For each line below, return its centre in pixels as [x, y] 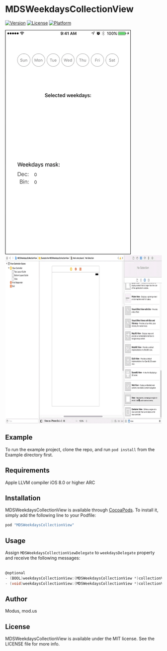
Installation [23, 498]
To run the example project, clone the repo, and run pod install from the [80, 449]
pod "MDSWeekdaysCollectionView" [40, 525]
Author [16, 599]
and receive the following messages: [43, 558]
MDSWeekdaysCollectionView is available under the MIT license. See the [80, 639]
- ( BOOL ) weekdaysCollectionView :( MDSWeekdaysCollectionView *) [72, 578]
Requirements [27, 470]
